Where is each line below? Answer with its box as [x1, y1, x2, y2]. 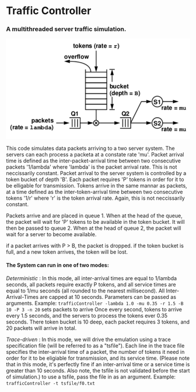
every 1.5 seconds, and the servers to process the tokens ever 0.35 [6, 312, 168, 319]
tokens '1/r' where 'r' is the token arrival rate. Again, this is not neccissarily [6, 195, 185, 202]
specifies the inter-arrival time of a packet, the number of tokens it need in [6, 348, 185, 355]
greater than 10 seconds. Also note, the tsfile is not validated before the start [6, 367, 190, 374]
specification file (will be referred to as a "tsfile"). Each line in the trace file [6, 342, 185, 349]
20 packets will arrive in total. [6, 324, 77, 332]
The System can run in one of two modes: [6, 262, 109, 269]
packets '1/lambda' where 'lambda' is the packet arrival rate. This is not [6, 163, 177, 171]
